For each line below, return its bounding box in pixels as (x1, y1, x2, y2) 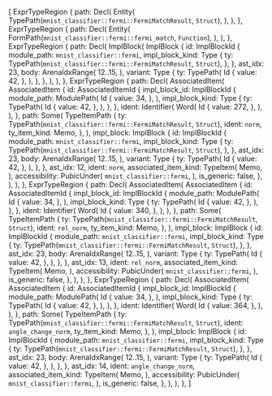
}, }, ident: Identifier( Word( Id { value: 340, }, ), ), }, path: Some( (8, 206, 222, 215)
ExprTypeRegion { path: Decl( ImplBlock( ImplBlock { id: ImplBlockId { (8, 41, 241, 51)
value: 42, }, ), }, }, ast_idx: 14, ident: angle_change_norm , (8, 361, 196, 371)
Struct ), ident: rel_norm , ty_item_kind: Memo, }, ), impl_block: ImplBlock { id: (8, 223, 264, 233)
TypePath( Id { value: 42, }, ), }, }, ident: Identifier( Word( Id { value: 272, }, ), (8, 102, 263, 111)
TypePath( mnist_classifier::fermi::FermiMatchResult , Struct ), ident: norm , (8, 120, 262, 128)
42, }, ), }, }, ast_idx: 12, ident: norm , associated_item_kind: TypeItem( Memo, (8, 163, 262, 172)
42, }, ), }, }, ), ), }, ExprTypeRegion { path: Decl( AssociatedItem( (8, 76, 225, 85)
